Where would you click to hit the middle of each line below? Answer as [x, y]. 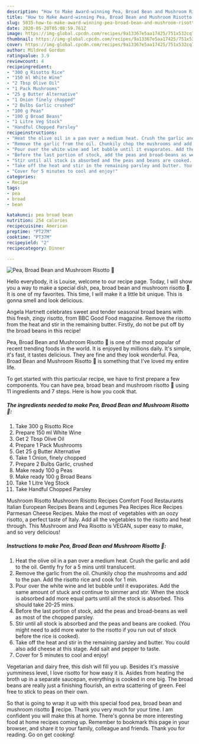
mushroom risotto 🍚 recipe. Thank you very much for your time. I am [90, 710]
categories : [21, 177]
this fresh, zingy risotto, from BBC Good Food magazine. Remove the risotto [99, 318]
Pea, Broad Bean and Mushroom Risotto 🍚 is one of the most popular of [94, 342]
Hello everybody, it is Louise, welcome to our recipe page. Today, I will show [99, 281]
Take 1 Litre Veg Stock [42, 483]
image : [15, 34]
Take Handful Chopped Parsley [53, 489]
